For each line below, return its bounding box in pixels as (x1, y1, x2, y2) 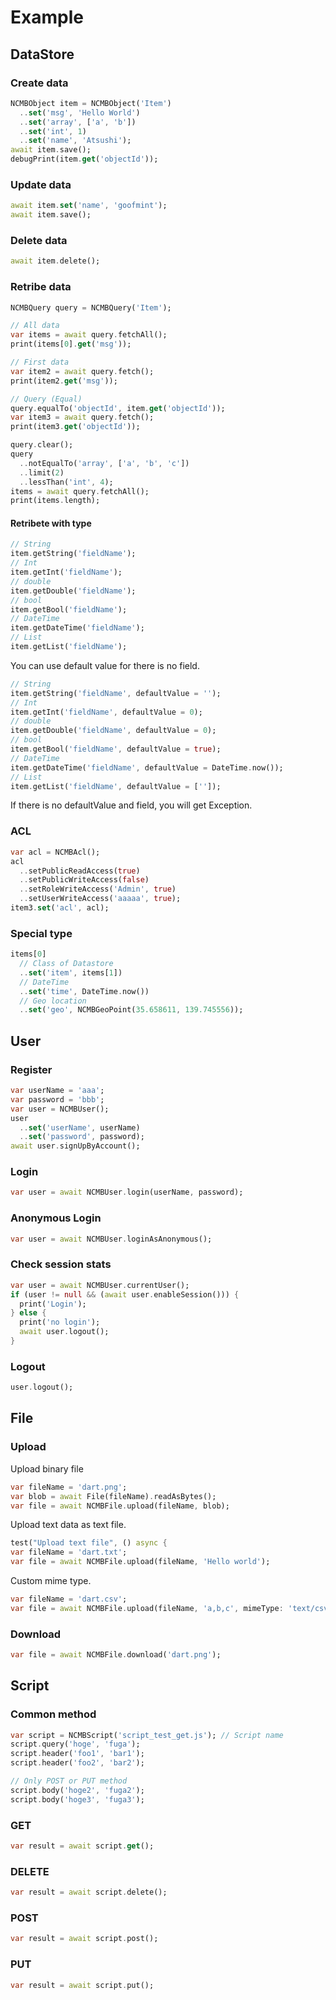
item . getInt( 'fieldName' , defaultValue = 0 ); (10, 707, 203, 717)
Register (10, 1062, 53, 1076)
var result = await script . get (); (10, 1841, 155, 1851)
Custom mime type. (10, 1575, 92, 1586)
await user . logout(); (19, 1327, 110, 1337)
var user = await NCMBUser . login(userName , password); (10, 1187, 244, 1198)
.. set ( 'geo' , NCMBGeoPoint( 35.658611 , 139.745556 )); (19, 1005, 244, 1015)
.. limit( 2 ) (19, 467, 65, 478)
